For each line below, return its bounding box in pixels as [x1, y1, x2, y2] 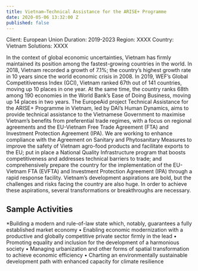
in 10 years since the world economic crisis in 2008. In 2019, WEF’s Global [6, 73, 188, 80]
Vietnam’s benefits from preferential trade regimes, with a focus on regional [6, 117, 192, 124]
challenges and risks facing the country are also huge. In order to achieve [6, 180, 187, 188]
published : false [6, 20, 49, 26]
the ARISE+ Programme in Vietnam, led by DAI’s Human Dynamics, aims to [6, 105, 189, 112]
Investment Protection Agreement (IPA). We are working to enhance [6, 130, 173, 137]
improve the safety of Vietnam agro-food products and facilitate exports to [6, 142, 190, 149]
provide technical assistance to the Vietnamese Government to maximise [6, 111, 185, 118]
